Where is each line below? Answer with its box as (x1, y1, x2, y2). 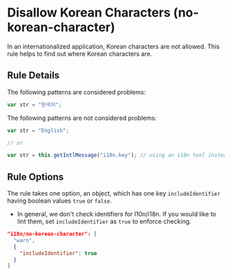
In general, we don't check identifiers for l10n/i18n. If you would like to (17, 210, 216, 218)
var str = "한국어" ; (7, 101, 62, 108)
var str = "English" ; (7, 127, 70, 134)
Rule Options (7, 171, 64, 183)
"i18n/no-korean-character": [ (7, 231, 97, 238)
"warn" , (13, 236, 36, 244)
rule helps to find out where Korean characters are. (7, 50, 153, 58)
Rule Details (7, 70, 60, 81)
